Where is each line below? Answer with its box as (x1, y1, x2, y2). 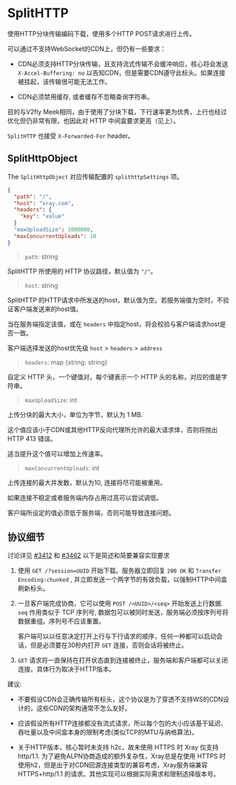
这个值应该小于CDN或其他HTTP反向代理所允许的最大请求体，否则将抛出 (7, 425, 218, 434)
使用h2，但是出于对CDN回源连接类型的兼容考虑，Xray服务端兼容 (17, 761, 208, 769)
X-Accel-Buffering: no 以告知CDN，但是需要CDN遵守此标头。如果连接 (17, 68, 225, 77)
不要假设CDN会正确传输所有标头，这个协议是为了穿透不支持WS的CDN (17, 695, 223, 704)
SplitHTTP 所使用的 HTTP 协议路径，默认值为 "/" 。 (7, 266, 157, 275)
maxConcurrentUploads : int (24, 463, 100, 472)
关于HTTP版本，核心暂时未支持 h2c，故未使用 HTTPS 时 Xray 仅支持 (17, 743, 219, 752)
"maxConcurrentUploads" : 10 (13, 232, 97, 239)
